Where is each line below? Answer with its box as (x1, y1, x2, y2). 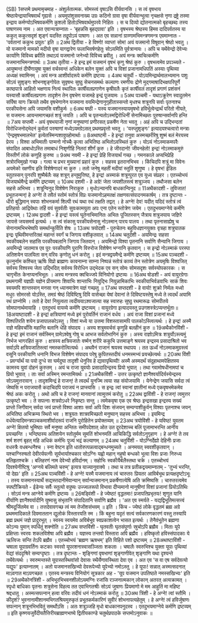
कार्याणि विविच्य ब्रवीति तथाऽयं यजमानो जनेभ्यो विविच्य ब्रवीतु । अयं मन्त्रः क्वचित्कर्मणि (6, 52, 159, 59)
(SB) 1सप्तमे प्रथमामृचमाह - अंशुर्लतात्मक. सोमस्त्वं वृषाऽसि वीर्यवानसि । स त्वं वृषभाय (6, 6, 162, 12)
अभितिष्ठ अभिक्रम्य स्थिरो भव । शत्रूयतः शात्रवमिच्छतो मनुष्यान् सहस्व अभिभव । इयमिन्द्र (6, 411, 165, 417)
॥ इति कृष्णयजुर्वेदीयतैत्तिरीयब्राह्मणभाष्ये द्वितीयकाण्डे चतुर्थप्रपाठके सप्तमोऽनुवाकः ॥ (6, 609, 153, 617)
